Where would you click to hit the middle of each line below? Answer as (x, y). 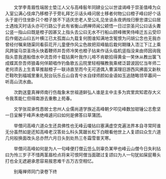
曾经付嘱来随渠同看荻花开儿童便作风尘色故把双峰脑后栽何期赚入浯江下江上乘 (83, 44)
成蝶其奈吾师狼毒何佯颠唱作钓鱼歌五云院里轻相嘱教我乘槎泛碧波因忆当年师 (81, 63)
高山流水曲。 (22, 82)
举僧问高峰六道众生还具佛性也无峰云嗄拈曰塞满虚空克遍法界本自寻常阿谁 (87, 126)
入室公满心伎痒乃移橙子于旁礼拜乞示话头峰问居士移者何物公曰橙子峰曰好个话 (83, 13)
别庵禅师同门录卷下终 (35, 172)
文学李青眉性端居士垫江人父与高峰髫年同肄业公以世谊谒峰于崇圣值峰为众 (87, 7)
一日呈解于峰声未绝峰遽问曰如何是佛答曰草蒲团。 (55, 115)
